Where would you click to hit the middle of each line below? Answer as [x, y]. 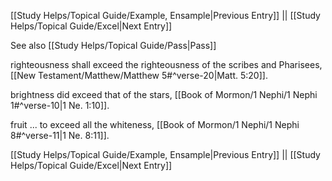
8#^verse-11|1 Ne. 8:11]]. [60, 135]
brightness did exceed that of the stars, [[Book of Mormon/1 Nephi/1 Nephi [164, 94]
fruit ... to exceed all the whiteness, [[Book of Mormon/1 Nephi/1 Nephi [155, 124]
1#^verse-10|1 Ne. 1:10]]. [60, 105]
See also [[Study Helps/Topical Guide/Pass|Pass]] [113, 45]
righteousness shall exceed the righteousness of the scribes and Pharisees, [166, 64]
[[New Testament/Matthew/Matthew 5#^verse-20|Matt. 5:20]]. [139, 75]
